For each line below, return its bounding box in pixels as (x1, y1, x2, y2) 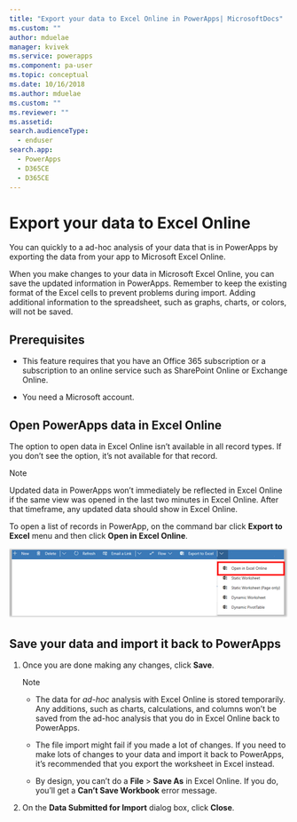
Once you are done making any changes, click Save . (21, 660, 215, 670)
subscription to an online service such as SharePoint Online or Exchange (21, 365, 288, 376)
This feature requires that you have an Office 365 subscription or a (21, 356, 266, 367)
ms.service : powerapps (9, 51, 93, 61)
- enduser (17, 136, 53, 146)
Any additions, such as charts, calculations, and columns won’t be (35, 704, 277, 715)
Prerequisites (9, 332, 85, 347)
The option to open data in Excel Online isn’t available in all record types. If (9, 441, 282, 452)
